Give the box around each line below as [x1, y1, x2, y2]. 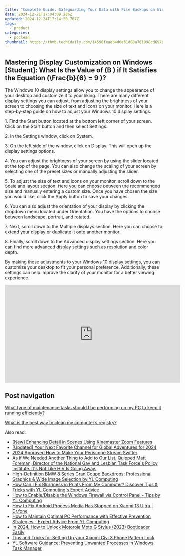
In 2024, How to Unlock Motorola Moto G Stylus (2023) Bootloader [12, 524, 150, 530]
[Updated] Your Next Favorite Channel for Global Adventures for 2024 [12, 444, 157, 450]
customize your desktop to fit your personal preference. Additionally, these [5, 264, 159, 270]
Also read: [5, 429, 26, 435]
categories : [5, 30, 30, 35]
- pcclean [9, 35, 30, 40]
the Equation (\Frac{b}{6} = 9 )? [5, 74, 106, 82]
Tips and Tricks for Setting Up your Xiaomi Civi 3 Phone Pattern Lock [12, 535, 155, 541]
